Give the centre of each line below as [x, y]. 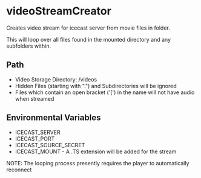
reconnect [19, 170]
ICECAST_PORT [35, 138]
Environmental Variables [54, 118]
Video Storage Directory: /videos [56, 79]
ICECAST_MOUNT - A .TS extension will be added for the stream [96, 151]
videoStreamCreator [59, 11]
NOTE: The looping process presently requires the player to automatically [98, 163]
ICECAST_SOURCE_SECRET [50, 145]
